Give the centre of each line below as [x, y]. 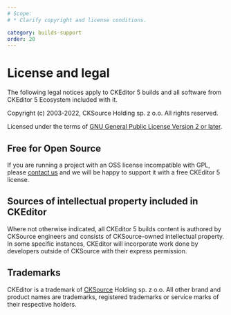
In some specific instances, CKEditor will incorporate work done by [103, 244]
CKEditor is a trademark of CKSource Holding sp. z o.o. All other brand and [114, 289]
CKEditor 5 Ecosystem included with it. [62, 100]
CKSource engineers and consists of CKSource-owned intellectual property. [116, 236]
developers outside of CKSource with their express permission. [97, 251]
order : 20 [21, 39]
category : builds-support [44, 33]
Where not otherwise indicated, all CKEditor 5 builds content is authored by [114, 228]
